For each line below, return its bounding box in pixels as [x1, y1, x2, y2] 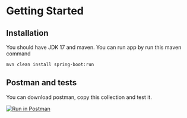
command [6, 50, 31, 57]
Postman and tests [6, 77, 77, 88]
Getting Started [6, 4, 84, 18]
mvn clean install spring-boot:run [6, 61, 94, 67]
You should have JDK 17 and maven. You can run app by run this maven [6, 44, 182, 51]
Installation [6, 28, 49, 38]
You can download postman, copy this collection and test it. [6, 94, 153, 101]
